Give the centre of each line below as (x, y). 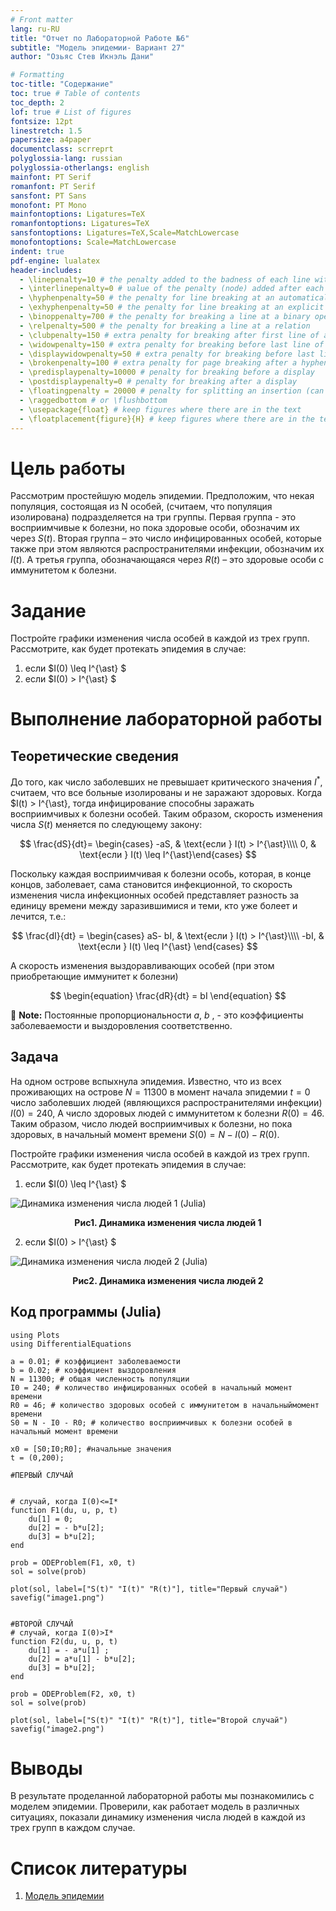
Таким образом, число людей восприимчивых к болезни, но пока (151, 1123)
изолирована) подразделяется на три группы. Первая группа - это (153, 517)
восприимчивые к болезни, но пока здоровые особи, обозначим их (155, 528)
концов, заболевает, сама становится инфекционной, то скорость (151, 884)
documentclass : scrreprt (62, 149)
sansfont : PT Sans (48, 196)
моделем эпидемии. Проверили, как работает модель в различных (155, 1807)
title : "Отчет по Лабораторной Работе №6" (100, 38)
